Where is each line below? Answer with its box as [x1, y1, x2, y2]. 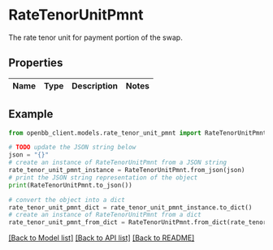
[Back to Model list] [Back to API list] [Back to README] [8, 233, 195, 243]
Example [8, 107, 54, 121]
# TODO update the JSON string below [8, 144, 136, 152]
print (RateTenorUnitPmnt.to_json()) [8, 181, 132, 189]
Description [71, 80, 118, 91]
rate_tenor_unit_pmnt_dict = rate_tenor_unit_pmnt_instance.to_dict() [8, 203, 253, 212]
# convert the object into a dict [8, 196, 126, 204]
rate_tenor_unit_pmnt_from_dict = [8, 218, 126, 226]
